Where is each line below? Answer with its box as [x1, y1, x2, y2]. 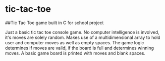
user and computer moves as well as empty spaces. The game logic [5, 39, 145, 45]
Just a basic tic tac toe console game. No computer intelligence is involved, [5, 29, 160, 35]
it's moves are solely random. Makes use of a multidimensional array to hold [5, 34, 161, 40]
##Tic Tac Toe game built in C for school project [5, 20, 104, 26]
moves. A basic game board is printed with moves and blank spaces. [5, 50, 146, 56]
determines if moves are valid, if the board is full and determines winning [5, 45, 154, 51]
